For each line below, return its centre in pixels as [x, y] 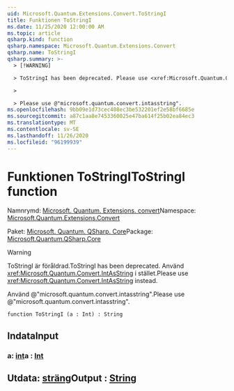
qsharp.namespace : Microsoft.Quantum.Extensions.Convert [92, 46]
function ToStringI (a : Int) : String [65, 314]
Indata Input [33, 336]
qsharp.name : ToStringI [42, 53]
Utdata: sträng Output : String [72, 378]
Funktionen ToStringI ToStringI [96, 177]
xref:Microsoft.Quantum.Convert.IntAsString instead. [83, 281]
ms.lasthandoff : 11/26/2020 [48, 136]
